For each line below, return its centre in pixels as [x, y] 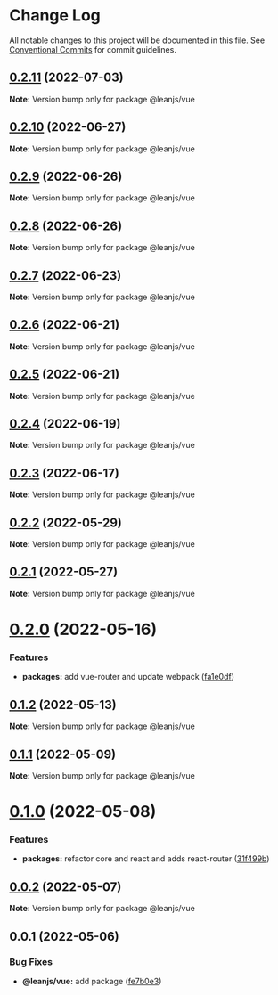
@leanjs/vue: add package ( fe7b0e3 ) [92, 981]
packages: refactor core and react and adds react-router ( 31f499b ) [146, 859]
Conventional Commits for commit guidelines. [93, 49]
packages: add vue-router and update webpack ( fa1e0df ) [128, 677]
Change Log [55, 16]
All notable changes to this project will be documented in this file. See [137, 40]
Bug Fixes [31, 961]
